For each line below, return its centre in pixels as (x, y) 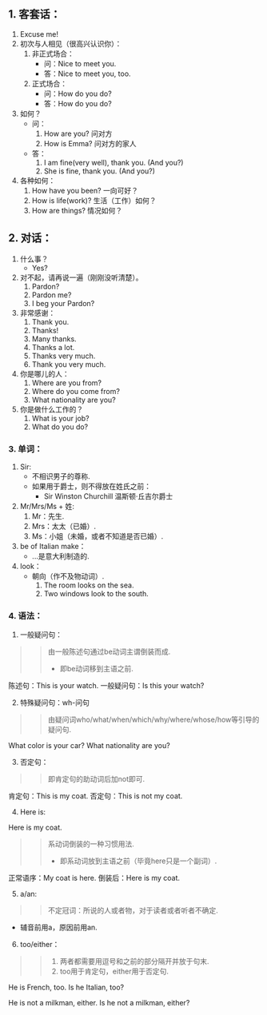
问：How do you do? (78, 94)
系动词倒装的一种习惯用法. (91, 844)
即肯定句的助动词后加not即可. (96, 779)
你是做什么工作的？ (52, 409)
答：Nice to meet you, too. (87, 74)
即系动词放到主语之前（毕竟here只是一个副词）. (138, 861)
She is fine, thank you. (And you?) (100, 171)
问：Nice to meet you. (80, 63)
